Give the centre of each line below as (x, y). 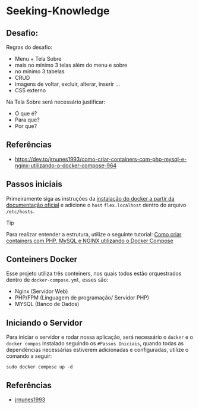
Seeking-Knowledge (58, 11)
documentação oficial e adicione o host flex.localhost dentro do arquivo (96, 205)
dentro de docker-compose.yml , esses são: (57, 280)
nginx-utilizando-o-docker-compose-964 (66, 166)
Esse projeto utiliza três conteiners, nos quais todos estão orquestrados (94, 274)
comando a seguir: (29, 356)
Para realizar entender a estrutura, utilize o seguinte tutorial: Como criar (94, 234)
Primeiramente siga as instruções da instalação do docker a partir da (90, 198)
